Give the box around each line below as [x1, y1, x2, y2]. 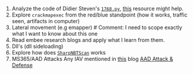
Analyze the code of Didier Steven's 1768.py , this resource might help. [11, 5, 184, 12]
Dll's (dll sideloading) [11, 43, 64, 50]
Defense [11, 62, 33, 69]
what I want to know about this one [11, 30, 98, 37]
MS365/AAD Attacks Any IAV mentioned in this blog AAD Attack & [11, 56, 173, 62]
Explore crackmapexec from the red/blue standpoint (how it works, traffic [11, 11, 188, 18]
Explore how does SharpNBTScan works [11, 49, 106, 56]
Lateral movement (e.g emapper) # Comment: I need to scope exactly [11, 24, 182, 31]
